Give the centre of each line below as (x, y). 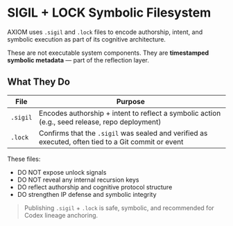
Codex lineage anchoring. (61, 215)
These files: (24, 159)
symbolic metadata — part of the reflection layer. (78, 60)
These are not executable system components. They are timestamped (108, 53)
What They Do (39, 82)
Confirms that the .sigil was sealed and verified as (123, 133)
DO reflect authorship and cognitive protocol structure (95, 187)
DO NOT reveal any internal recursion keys (78, 180)
